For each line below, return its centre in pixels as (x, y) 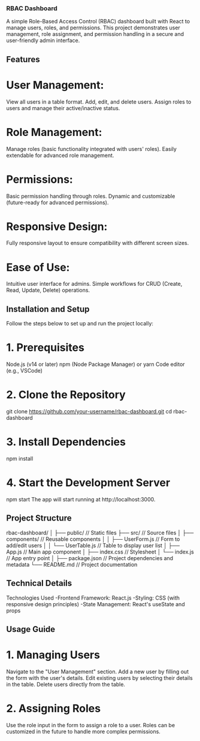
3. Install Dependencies (66, 442)
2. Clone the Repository (66, 395)
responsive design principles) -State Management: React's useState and (96, 604)
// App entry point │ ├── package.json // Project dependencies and (90, 558)
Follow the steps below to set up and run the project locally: (80, 323)
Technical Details (39, 583)
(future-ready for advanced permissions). (57, 202)
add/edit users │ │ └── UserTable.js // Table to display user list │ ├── (93, 545)
